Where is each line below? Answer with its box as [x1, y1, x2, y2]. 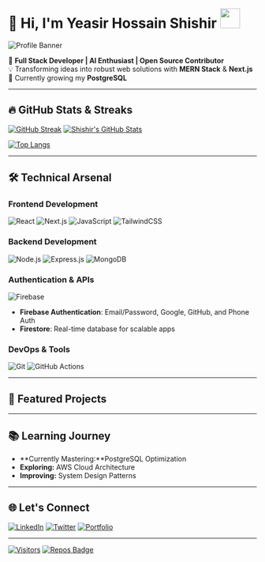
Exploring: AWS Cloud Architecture [19, 462, 136, 472]
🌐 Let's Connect [8, 501, 90, 515]
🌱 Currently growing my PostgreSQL [8, 73, 128, 82]
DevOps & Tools [8, 344, 71, 355]
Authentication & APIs [8, 273, 95, 285]
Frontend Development [8, 198, 99, 209]
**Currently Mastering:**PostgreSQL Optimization [19, 454, 187, 463]
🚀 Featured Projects [8, 392, 107, 405]
